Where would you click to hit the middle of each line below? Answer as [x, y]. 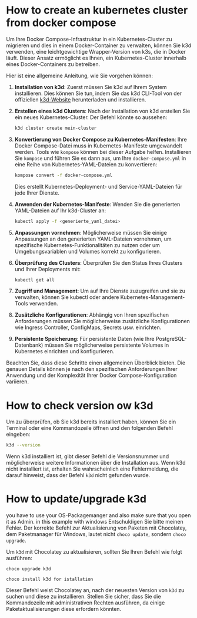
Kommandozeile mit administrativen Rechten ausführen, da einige [86, 603]
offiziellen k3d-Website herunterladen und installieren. [80, 99]
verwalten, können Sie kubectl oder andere [67, 297]
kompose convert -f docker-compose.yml [64, 175]
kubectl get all [34, 280]
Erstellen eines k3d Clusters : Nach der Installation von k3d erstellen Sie [102, 111]
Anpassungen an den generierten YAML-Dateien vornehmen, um [93, 239]
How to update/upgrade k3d [76, 499]
